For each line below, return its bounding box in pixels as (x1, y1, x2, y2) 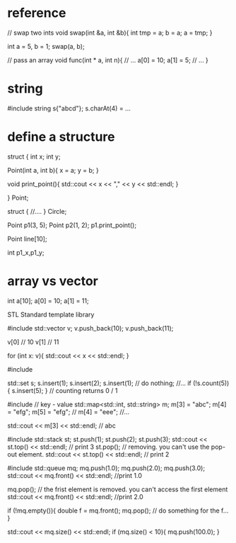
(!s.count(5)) (193, 379, 230, 387)
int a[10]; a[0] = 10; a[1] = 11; (7, 296, 90, 305)
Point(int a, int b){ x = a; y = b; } (7, 166, 99, 174)
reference (7, 5, 66, 21)
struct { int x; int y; (7, 152, 61, 161)
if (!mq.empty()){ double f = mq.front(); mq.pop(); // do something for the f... (7, 506, 229, 515)
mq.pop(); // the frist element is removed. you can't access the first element (7, 485, 228, 493)
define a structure (7, 129, 115, 145)
